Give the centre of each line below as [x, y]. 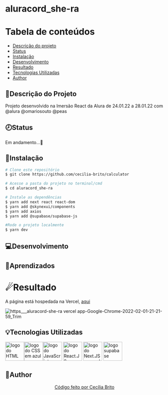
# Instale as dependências [33, 197]
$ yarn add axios [23, 211]
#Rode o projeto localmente [35, 225]
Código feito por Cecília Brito [85, 387]
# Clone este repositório [32, 170]
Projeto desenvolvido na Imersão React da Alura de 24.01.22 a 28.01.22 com [84, 106]
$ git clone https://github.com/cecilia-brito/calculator [67, 174]
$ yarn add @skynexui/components [40, 207]
